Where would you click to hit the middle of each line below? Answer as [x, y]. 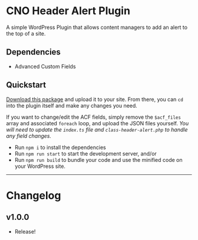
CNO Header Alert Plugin [68, 11]
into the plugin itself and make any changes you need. [72, 105]
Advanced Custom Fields [45, 66]
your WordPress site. [40, 166]
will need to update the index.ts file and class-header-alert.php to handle [97, 129]
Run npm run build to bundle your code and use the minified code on [98, 160]
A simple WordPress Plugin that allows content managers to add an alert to [97, 27]
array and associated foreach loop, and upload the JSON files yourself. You [98, 123]
